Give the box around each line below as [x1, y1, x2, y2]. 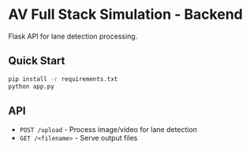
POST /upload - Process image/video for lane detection [19, 125, 197, 134]
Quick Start [8, 54, 65, 68]
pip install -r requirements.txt [8, 75, 118, 83]
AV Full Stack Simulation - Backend [8, 5, 243, 24]
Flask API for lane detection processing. [8, 31, 138, 41]
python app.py [8, 82, 55, 90]
